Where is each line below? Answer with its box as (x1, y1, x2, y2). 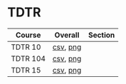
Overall (54, 30, 80, 40)
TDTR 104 (11, 53, 46, 63)
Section (88, 30, 115, 40)
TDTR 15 (11, 65, 41, 75)
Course (15, 30, 41, 40)
